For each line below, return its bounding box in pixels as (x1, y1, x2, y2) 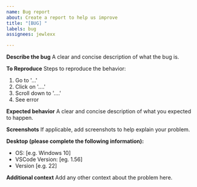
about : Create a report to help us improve (6, 15, 118, 21)
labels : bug (6, 25, 36, 32)
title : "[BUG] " (6, 20, 47, 26)
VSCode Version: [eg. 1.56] (15, 156, 83, 163)
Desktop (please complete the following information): (6, 137, 144, 145)
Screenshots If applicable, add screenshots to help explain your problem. (6, 126, 190, 133)
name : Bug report (6, 8, 50, 15)
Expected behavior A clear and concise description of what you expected (6, 108, 192, 115)
